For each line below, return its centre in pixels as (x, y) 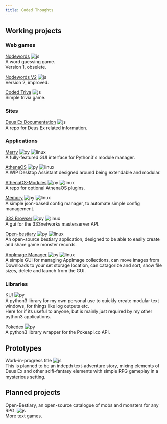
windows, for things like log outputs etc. (47, 306)
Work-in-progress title (29, 361)
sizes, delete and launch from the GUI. (45, 270)
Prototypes (23, 348)
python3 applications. (28, 317)
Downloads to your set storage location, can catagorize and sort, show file (84, 265)
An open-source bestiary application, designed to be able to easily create (82, 239)
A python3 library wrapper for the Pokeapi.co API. (58, 332)
